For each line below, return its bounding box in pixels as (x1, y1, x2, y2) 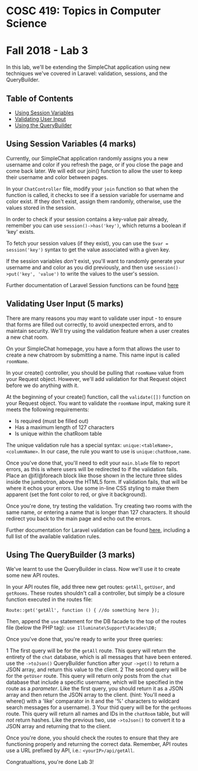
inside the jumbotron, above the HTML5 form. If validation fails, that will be (6, 478, 188, 485)
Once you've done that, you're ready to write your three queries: (6, 636, 163, 643)
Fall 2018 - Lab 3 (6, 44, 89, 58)
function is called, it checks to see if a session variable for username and (6, 191, 184, 198)
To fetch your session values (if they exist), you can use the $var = (6, 239, 168, 247)
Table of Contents (6, 93, 74, 103)
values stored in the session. (6, 204, 76, 211)
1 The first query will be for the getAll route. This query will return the (6, 647, 176, 654)
